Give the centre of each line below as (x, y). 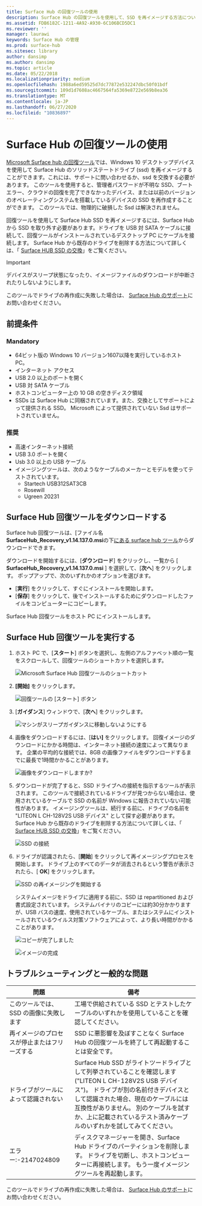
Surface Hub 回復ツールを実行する (71, 637)
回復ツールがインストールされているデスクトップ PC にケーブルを (108, 235)
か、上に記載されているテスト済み (122, 1117)
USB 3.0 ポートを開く (42, 454)
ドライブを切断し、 (115, 1155)
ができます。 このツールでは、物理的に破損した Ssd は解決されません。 (94, 207)
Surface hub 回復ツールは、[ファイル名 (55, 533)
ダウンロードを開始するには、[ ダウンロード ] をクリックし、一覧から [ (92, 561)
